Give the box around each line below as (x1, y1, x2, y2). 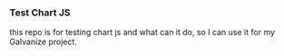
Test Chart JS (9, 6, 71, 19)
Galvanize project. (9, 36, 77, 47)
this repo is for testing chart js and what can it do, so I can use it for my (9, 27, 275, 38)
